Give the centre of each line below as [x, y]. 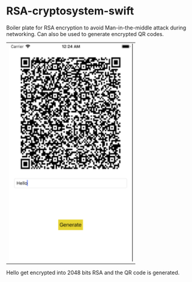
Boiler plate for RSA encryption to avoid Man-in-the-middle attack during [96, 28]
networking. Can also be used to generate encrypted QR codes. [85, 34]
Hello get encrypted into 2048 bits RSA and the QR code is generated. [93, 273]
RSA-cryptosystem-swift [70, 11]
